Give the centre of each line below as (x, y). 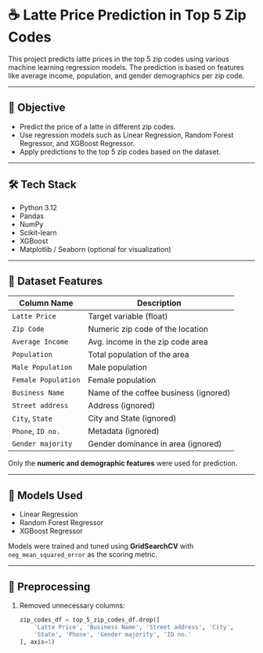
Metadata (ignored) (124, 431)
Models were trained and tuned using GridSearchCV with (101, 546)
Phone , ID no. (36, 431)
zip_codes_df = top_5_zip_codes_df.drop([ (90, 620)
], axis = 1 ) (37, 642)
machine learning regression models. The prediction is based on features (126, 67)
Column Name (46, 303)
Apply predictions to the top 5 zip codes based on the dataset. (120, 151)
